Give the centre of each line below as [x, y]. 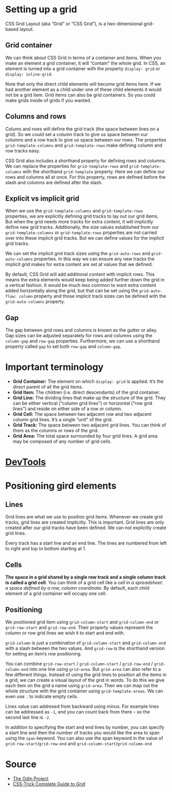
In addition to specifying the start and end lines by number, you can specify [85, 727]
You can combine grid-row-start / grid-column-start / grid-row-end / [79, 664]
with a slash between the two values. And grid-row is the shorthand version [85, 648]
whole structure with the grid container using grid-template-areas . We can [84, 691]
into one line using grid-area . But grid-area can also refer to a [95, 669]
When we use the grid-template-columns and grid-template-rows [74, 211]
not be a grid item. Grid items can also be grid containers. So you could [80, 95]
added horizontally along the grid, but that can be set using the [72, 291]
